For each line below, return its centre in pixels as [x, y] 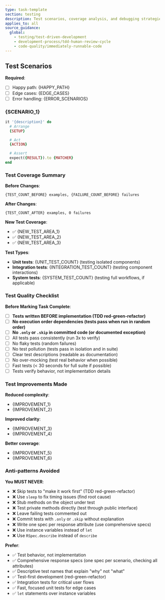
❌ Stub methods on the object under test [53, 502]
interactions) [25, 272]
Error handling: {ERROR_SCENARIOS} [50, 98]
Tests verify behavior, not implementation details [61, 371]
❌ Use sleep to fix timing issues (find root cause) [62, 497]
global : [17, 32]
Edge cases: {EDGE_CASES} [41, 93]
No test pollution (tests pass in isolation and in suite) [65, 349]
